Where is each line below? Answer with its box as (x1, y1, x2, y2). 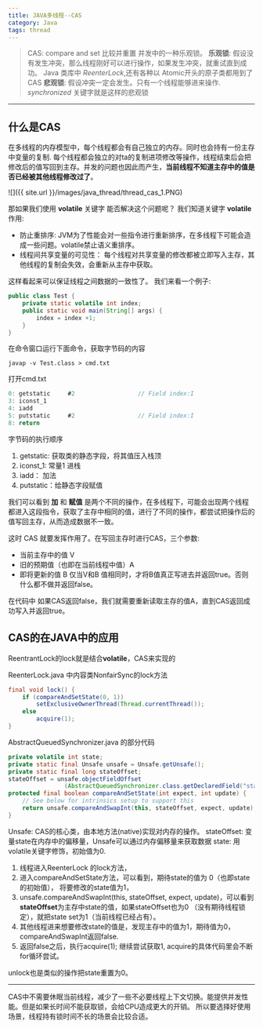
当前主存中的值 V (19, 550, 75, 560)
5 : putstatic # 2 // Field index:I (8, 412, 194, 420)
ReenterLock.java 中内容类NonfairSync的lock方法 (8, 670, 168, 680)
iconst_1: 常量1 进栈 (19, 461, 81, 470)
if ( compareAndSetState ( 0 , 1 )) (22, 693, 124, 701)
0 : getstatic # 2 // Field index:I (8, 390, 194, 398)
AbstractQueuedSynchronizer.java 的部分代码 (8, 737, 155, 746)
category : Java (8, 19, 58, 27)
